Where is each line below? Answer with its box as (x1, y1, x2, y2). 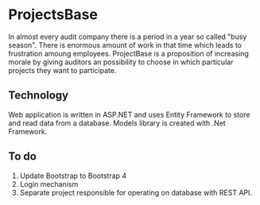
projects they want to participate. (8, 65, 117, 75)
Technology (8, 89, 69, 102)
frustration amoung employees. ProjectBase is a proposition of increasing (8, 48, 249, 58)
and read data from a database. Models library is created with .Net (8, 118, 227, 128)
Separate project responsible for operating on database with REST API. (19, 188, 253, 197)
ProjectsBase (8, 6, 98, 24)
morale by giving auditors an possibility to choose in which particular (8, 57, 234, 67)
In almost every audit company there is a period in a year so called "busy (8, 32, 247, 41)
